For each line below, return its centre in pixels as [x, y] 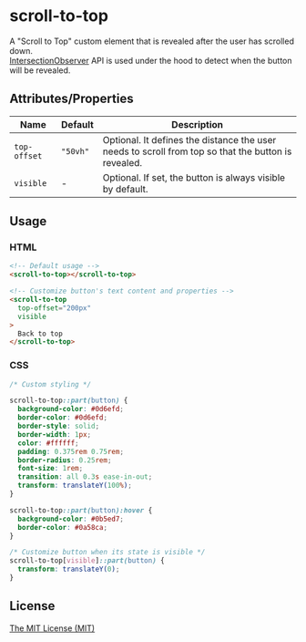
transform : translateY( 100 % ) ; [75, 486]
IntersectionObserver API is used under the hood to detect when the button [151, 60]
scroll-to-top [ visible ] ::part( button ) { [87, 561]
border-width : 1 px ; [55, 434]
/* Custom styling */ [51, 384]
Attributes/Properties [71, 99]
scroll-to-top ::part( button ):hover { [81, 510]
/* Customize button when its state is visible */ [107, 553]
